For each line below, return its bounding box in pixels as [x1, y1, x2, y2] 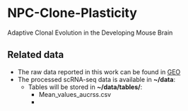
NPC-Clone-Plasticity [7, 5, 138, 21]
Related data [7, 49, 64, 61]
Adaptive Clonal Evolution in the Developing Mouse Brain [7, 28, 173, 37]
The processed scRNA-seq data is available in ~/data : [17, 75, 175, 83]
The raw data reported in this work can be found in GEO [17, 67, 181, 76]
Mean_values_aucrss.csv [38, 90, 112, 98]
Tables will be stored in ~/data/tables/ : [28, 83, 143, 91]
